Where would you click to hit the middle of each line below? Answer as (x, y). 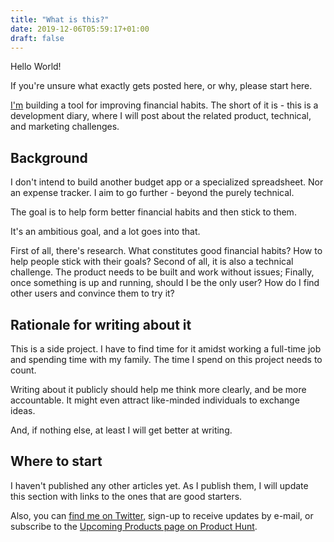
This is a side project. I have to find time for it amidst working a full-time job (166, 349)
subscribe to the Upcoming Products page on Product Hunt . (134, 526)
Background (49, 157)
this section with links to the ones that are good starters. (126, 496)
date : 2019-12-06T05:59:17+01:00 (80, 29)
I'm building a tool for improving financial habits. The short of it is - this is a (164, 105)
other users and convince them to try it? (92, 293)
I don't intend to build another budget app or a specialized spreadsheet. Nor (167, 182)
